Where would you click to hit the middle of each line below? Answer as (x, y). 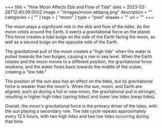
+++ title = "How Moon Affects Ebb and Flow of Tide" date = (65, 7)
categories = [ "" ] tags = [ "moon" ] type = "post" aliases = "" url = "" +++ (79, 17)
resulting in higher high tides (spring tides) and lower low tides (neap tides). (81, 97)
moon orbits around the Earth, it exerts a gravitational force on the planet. (78, 32)
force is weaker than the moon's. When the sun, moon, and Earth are (74, 86)
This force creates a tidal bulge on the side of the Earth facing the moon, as (80, 37)
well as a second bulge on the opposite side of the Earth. (62, 42)
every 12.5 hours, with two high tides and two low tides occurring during (77, 116)
